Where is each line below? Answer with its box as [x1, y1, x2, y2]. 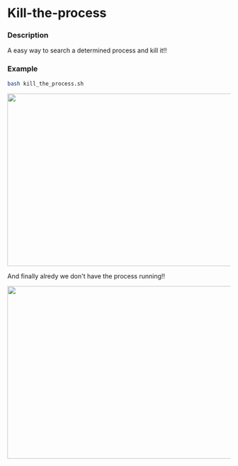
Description [7, 30, 49, 40]
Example [7, 64, 38, 74]
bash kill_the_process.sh [7, 80, 84, 87]
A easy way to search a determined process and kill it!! [7, 46, 168, 55]
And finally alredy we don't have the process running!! [7, 271, 165, 280]
